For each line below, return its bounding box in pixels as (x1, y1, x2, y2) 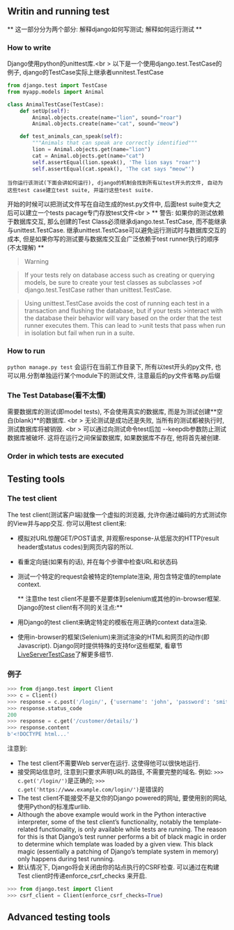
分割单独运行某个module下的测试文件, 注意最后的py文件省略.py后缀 (27, 371, 221, 379)
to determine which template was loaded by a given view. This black (17, 840, 214, 849)
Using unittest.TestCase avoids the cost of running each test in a (24, 299, 210, 307)
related (17, 825, 38, 834)
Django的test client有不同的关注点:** (17, 603, 123, 611)
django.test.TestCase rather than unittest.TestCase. (24, 285, 172, 294)
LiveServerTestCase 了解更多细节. (17, 650, 114, 659)
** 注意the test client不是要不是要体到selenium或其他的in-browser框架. (17, 594, 221, 603)
